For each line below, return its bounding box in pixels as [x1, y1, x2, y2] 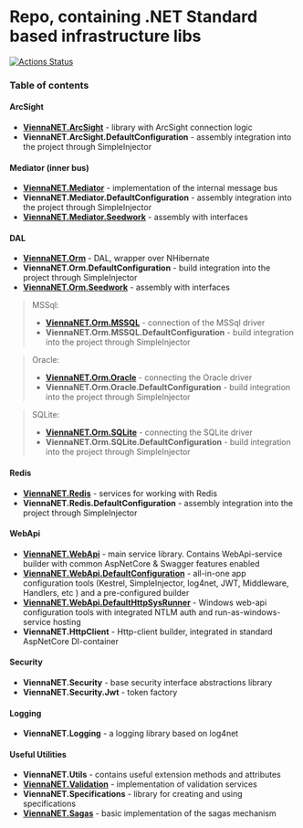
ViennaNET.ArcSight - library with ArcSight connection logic [22, 122, 253, 133]
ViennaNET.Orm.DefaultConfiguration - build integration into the [22, 262, 271, 273]
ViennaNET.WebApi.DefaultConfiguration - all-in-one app [22, 568, 246, 579]
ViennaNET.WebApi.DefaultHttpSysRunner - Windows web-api [22, 597, 267, 608]
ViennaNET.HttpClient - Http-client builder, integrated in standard [22, 626, 273, 637]
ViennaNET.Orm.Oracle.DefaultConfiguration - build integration [45, 382, 291, 393]
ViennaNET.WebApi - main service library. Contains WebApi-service [22, 548, 283, 559]
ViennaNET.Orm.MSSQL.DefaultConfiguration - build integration [45, 327, 295, 338]
